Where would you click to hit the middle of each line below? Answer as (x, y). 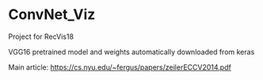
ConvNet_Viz (52, 15)
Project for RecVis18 (41, 36)
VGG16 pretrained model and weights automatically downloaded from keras (131, 51)
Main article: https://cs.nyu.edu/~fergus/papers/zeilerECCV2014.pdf (120, 67)
